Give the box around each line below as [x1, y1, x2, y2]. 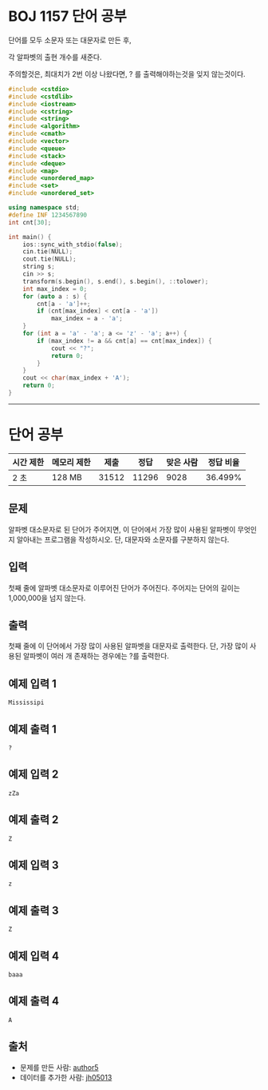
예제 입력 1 [8, 677, 57, 690]
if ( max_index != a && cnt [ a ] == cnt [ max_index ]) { [37, 336, 213, 344]
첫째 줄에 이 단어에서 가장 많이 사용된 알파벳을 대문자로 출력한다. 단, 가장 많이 [8, 641, 249, 651]
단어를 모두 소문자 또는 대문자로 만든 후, [8, 35, 132, 45]
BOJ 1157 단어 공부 [8, 7, 128, 26]
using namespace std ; [8, 204, 81, 212]
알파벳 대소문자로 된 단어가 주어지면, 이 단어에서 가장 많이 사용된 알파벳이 [8, 524, 236, 534]
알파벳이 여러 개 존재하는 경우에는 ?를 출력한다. [22, 651, 170, 661]
